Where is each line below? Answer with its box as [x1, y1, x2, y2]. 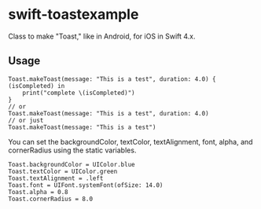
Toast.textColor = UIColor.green [8, 167, 118, 175]
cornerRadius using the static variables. [8, 145, 137, 155]
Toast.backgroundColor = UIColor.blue [8, 160, 135, 168]
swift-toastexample [8, 5, 139, 24]
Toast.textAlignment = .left [8, 174, 104, 182]
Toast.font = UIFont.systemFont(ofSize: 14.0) [8, 181, 164, 189]
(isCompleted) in [8, 82, 65, 90]
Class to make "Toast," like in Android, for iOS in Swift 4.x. [8, 31, 196, 41]
